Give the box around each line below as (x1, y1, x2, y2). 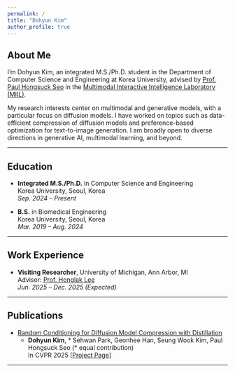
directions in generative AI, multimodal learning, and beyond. (7, 134, 183, 142)
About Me (7, 49, 51, 61)
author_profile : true (7, 23, 71, 30)
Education (7, 161, 53, 172)
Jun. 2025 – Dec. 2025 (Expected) (17, 283, 117, 291)
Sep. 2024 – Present (17, 194, 77, 202)
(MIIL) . (7, 90, 27, 99)
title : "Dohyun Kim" (7, 17, 68, 24)
